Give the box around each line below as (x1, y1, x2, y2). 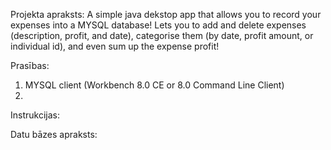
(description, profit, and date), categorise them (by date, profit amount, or (10, 30, 314, 41)
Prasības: (10, 60, 50, 71)
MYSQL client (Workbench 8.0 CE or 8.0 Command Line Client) (24, 79, 285, 91)
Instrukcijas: (10, 109, 60, 121)
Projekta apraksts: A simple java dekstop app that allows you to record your (10, 9, 322, 20)
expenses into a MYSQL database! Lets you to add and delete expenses (10, 19, 307, 31)
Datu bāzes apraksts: (10, 129, 98, 140)
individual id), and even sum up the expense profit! (10, 40, 220, 52)
